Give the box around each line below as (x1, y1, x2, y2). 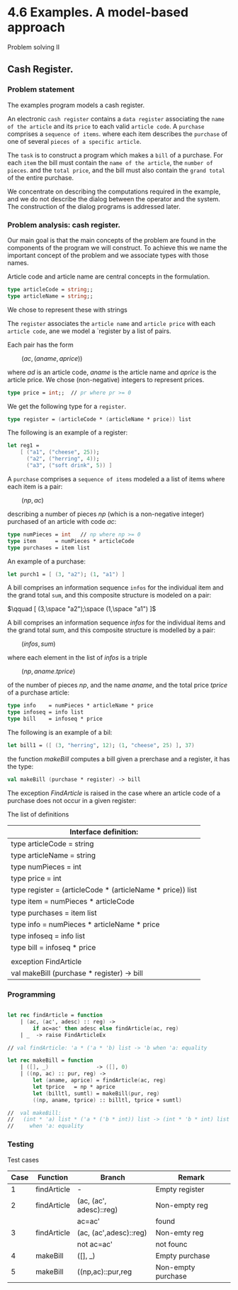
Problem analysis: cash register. (7, 220, 121, 230)
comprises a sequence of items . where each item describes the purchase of (7, 129, 228, 138)
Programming (7, 989, 55, 999)
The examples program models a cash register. (7, 101, 145, 109)
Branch (100, 1172, 125, 1182)
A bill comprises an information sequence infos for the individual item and (7, 583, 225, 592)
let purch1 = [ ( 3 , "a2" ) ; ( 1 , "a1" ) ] (7, 571, 125, 578)
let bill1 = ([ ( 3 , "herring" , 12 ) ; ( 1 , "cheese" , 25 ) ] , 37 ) (7, 742, 195, 749)
